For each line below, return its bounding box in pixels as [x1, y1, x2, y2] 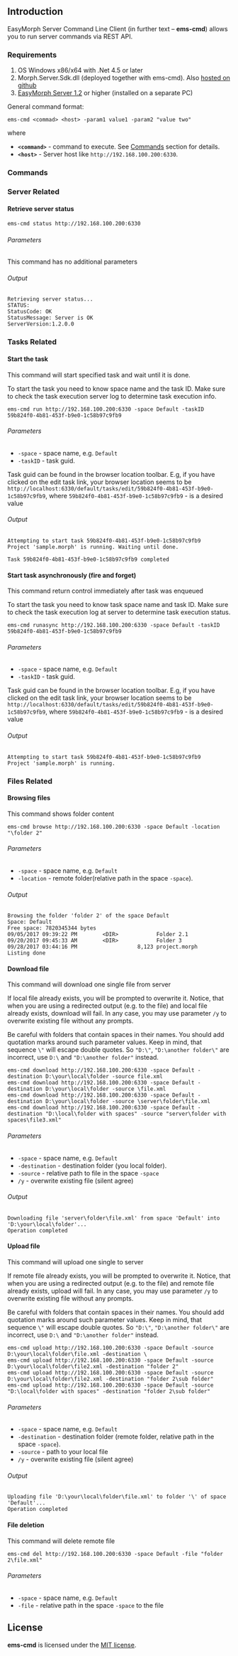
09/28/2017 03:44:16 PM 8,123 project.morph [7, 943, 198, 951]
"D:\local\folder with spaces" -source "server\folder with [45, 1110, 227, 1118]
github [17, 81, 37, 90]
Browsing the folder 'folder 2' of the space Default [7, 913, 170, 920]
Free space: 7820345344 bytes [7, 925, 97, 932]
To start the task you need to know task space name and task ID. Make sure [7, 601, 229, 609]
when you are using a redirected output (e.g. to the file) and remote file [7, 1279, 215, 1287]
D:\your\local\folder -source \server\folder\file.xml [45, 1098, 211, 1105]
